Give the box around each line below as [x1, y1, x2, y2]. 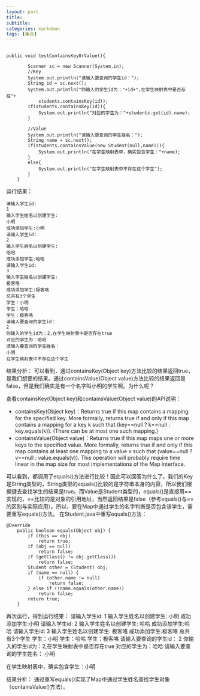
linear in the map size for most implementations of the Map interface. [14, 460, 186, 468]
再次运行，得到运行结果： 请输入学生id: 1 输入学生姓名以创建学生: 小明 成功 [6, 612, 192, 620]
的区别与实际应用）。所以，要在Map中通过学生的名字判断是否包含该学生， [6, 503, 188, 510]
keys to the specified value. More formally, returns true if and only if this [14, 441, 193, 448]
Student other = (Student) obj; [28, 564, 109, 571]
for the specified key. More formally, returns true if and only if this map [14, 415, 190, 422]
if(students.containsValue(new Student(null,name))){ [28, 142, 165, 149]
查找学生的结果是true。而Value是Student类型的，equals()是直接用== [22, 488, 192, 495]
